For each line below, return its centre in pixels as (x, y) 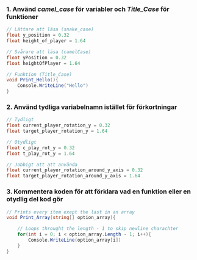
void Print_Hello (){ (33, 80)
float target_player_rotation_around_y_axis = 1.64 (73, 176)
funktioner (22, 17)
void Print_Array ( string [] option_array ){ (61, 218)
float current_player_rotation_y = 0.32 (59, 125)
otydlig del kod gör (35, 199)
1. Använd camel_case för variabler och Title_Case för (88, 9)
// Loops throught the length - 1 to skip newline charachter (98, 229)
